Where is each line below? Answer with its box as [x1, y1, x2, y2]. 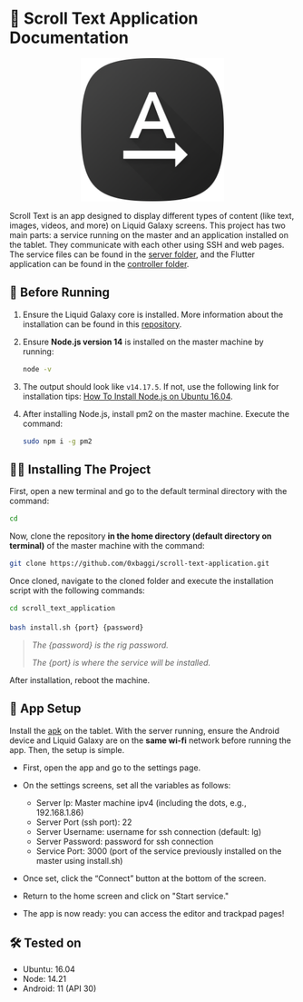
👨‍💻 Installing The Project [9, 461, 151, 477]
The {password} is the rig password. [31, 640, 170, 650]
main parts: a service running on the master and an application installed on [9, 229, 288, 240]
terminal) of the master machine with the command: [9, 541, 206, 551]
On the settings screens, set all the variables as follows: [22, 779, 231, 790]
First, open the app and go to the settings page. [22, 762, 201, 773]
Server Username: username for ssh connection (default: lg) [35, 826, 262, 837]
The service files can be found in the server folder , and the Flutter [9, 249, 256, 260]
